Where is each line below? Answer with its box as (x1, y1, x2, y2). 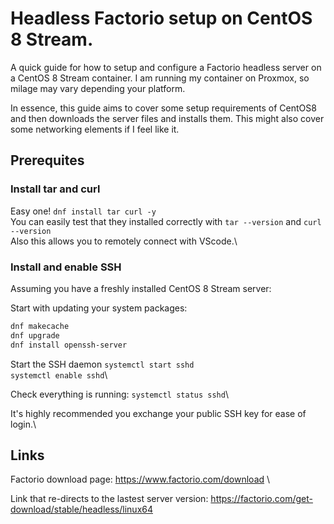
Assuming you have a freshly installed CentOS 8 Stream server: (10, 282, 272, 294)
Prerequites (10, 152, 85, 169)
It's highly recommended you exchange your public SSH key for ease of (10, 407, 307, 419)
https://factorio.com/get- (210, 493, 313, 505)
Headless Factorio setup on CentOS (10, 7, 313, 30)
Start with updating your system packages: (10, 302, 188, 314)
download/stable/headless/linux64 (10, 503, 153, 516)
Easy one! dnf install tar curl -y (10, 205, 157, 217)
